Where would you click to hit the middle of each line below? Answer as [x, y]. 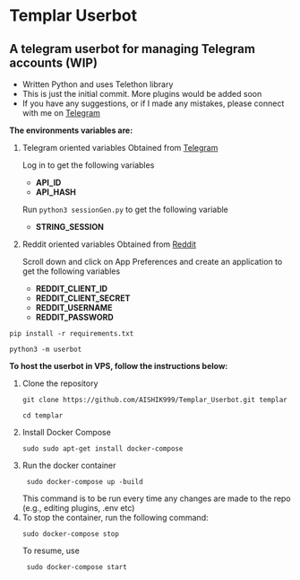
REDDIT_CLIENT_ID [72, 289]
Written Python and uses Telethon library [98, 84]
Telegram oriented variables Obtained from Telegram [120, 148]
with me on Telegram [61, 113]
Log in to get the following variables [88, 165]
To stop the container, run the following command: [115, 518]
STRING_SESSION [70, 227]
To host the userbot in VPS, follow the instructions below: [119, 366]
